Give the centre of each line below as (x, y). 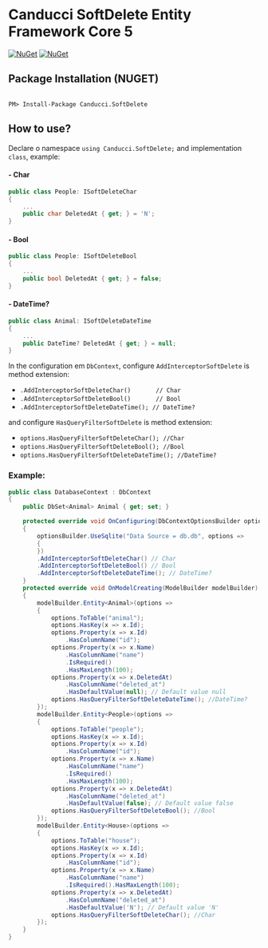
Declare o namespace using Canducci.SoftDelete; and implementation (125, 148)
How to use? (40, 129)
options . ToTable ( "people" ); (98, 729)
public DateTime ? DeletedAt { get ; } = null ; (100, 343)
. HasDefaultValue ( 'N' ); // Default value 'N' (142, 907)
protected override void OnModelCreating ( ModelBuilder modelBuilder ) (141, 589)
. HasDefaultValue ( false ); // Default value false (149, 803)
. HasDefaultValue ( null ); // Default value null (146, 692)
